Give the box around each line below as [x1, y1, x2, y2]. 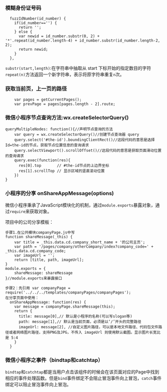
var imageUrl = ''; [14, 253, 55, 258]
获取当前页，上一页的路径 [5, 85, 67, 92]
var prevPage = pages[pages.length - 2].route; [14, 102, 115, 107]
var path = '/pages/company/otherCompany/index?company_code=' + [14, 244, 154, 249]
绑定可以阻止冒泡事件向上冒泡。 [5, 381, 71, 387]
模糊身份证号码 [5, 4, 42, 11]
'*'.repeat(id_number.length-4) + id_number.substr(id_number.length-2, [5, 38, 160, 43]
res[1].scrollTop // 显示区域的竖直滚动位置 [18, 168, 105, 173]
